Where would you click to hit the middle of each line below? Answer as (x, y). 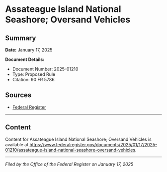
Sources (18, 95)
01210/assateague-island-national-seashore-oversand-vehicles (70, 150)
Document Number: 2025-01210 (45, 69)
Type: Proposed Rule (34, 74)
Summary (21, 38)
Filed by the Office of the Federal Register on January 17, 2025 (69, 164)
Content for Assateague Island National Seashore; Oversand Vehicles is (78, 139)
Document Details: (25, 59)
